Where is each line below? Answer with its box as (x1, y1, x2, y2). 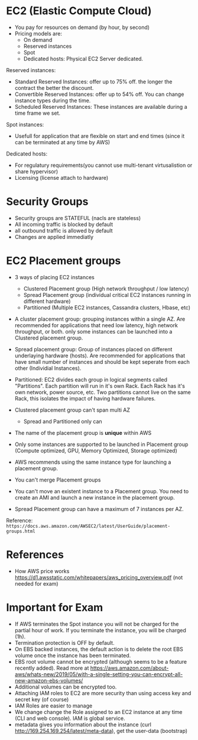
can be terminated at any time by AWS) (14, 138, 111, 146)
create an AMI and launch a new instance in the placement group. (14, 494, 176, 501)
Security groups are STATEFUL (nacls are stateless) (14, 214, 141, 221)
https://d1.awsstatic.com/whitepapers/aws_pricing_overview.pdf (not (14, 574, 183, 581)
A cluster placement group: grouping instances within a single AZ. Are (14, 315, 186, 322)
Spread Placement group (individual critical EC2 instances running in (23, 291, 191, 298)
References (6, 548, 64, 561)
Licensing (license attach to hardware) (14, 174, 109, 181)
